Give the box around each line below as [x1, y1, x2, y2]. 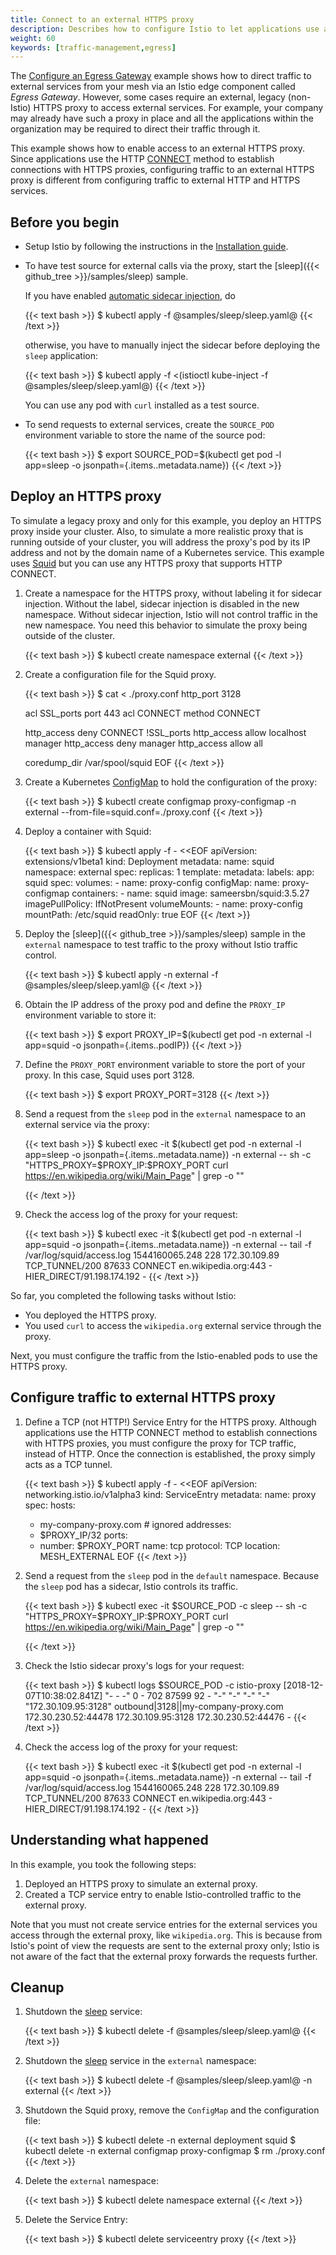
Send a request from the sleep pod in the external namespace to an [24, 1107, 306, 1120]
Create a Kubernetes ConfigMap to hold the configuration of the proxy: [24, 776, 318, 788]
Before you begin [10, 214, 120, 231]
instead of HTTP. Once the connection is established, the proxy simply [24, 1447, 316, 1460]
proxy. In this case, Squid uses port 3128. [24, 1069, 195, 1081]
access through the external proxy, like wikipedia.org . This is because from [10, 1929, 323, 1941]
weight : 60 [10, 33, 56, 43]
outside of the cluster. [24, 629, 115, 641]
